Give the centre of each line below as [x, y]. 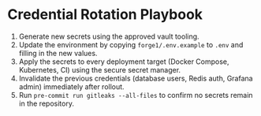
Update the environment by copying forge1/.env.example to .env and [131, 44]
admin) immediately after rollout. [71, 86]
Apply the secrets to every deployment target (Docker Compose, [124, 62]
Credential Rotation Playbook [105, 15]
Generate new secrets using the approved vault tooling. [109, 36]
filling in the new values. [58, 53]
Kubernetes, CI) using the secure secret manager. [100, 69]
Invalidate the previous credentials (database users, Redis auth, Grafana [136, 78]
